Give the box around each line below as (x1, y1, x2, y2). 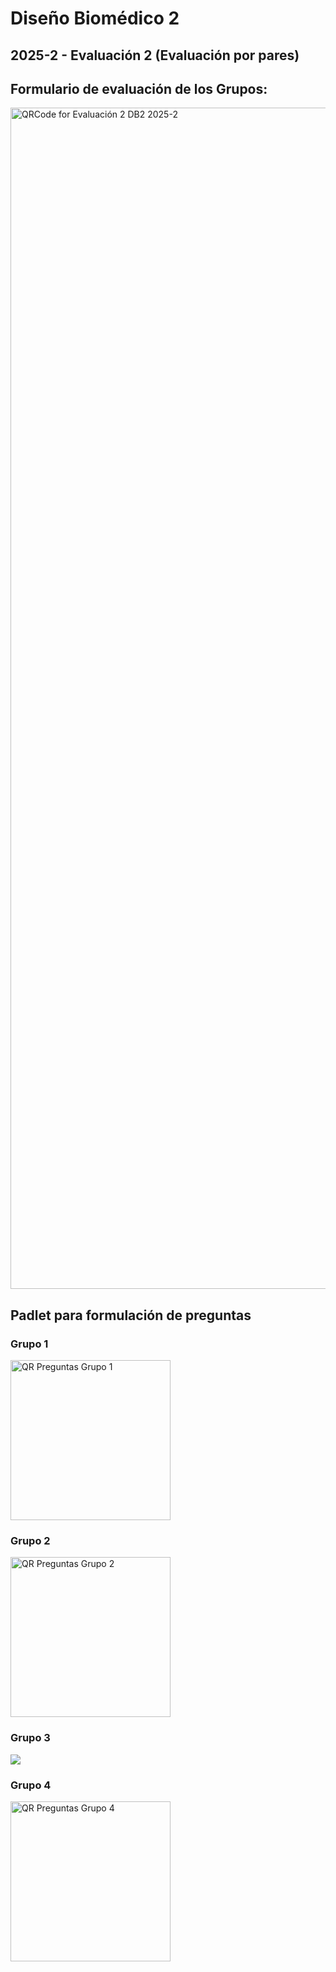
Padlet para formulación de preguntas (10, 1307, 252, 1324)
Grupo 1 (10, 1337, 49, 1351)
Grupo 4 (10, 1778, 52, 1792)
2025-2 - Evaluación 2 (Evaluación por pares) (10, 47, 300, 64)
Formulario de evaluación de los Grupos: (10, 80, 268, 97)
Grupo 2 (10, 1534, 51, 1547)
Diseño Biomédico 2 (10, 7, 180, 30)
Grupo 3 (10, 1731, 51, 1745)
